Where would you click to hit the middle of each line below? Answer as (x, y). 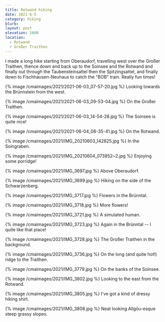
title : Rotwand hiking (28, 10)
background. (18, 244)
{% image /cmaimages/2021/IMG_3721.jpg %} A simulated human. (73, 215)
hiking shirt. (17, 299)
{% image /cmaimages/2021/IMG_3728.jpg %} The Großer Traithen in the (80, 239)
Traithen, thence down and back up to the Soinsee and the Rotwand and (79, 66)
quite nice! (16, 121)
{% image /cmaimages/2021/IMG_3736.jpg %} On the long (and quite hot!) (81, 254)
